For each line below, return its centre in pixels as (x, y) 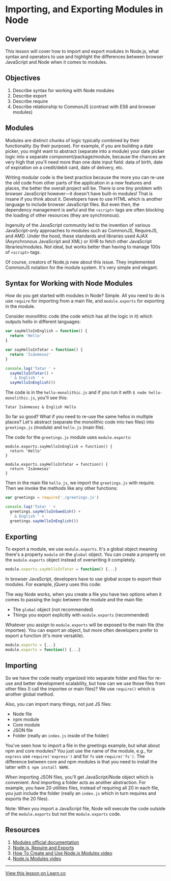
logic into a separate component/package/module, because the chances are (85, 156)
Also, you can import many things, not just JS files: (59, 704)
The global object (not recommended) (53, 609)
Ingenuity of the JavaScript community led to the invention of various (78, 225)
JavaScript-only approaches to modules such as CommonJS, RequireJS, (81, 230)
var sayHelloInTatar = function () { (44, 350)
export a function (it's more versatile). (45, 636)
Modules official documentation (46, 842)
